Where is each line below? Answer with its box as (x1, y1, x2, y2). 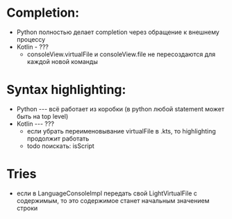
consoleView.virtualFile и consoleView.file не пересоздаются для (26, 50, 216, 58)
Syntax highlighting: (6, 82, 126, 98)
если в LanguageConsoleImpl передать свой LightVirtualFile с (16, 189, 197, 197)
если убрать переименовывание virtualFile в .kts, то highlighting (26, 127, 216, 135)
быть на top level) (16, 112, 69, 120)
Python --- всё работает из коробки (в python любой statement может (16, 104, 225, 113)
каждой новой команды (26, 57, 98, 65)
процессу (16, 35, 46, 43)
